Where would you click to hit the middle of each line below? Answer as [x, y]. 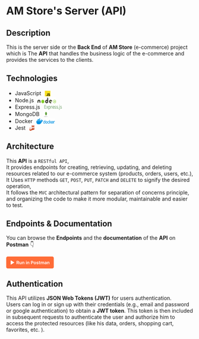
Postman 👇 [20, 244]
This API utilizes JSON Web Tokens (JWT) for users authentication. [89, 298]
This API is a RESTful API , [38, 161]
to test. [15, 205]
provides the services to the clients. [50, 60]
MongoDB [27, 114]
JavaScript [28, 93]
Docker [24, 121]
